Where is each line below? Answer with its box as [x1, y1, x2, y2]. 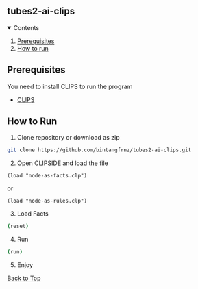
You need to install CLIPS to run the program [7, 82, 133, 90]
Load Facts [16, 210, 49, 218]
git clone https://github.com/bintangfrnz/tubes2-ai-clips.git [7, 147, 192, 153]
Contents [13, 23, 40, 32]
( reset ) [7, 223, 29, 230]
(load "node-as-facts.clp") [7, 173, 88, 179]
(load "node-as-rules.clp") [7, 198, 88, 205]
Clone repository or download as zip [16, 134, 120, 142]
